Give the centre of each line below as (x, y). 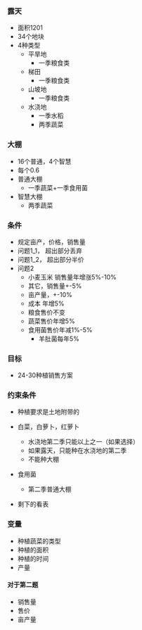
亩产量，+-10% (50, 294)
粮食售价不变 (46, 312)
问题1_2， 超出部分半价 (51, 259)
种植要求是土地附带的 (48, 412)
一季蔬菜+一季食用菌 (58, 187)
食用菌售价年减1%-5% (60, 329)
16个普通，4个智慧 (44, 161)
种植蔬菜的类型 (39, 541)
